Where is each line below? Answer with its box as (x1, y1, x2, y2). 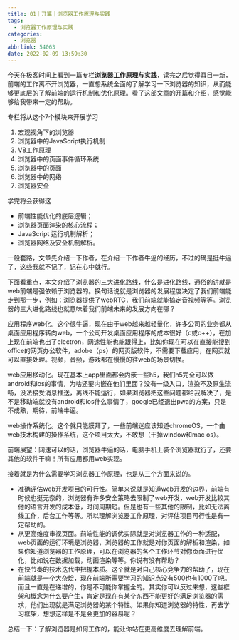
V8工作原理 (17, 146, 52, 154)
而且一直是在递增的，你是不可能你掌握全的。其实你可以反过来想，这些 (17, 582, 224, 591)
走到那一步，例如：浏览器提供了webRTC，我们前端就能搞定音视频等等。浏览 (7, 295, 232, 304)
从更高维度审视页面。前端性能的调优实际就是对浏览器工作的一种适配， (17, 529, 224, 537)
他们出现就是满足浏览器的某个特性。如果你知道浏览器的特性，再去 (30, 600, 224, 609)
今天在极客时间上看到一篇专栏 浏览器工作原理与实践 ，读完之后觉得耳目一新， (7, 71, 232, 79)
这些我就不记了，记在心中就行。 (19, 262, 114, 271)
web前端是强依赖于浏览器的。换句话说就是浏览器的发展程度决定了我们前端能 (7, 286, 232, 295)
